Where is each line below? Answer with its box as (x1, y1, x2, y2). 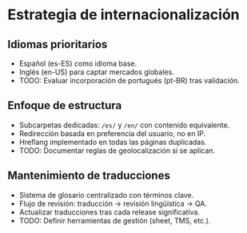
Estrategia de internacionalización (7, 6, 241, 24)
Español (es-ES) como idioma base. (18, 58, 137, 68)
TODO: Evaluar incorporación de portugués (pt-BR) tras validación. (18, 76, 241, 85)
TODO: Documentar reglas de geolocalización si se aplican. (18, 146, 216, 155)
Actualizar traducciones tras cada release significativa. (18, 207, 201, 217)
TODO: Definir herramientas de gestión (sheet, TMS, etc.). (18, 215, 211, 225)
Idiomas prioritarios (7, 38, 108, 51)
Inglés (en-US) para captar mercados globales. (18, 67, 175, 77)
